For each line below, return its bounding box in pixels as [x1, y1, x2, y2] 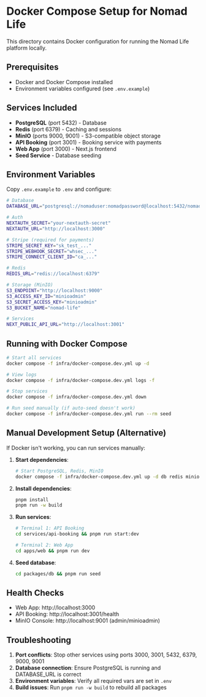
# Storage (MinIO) [6, 282, 53, 288]
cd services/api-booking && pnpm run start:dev [15, 531, 139, 537]
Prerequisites [6, 62, 59, 72]
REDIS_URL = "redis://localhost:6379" [6, 271, 100, 277]
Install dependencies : [15, 485, 72, 492]
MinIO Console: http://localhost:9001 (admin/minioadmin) [15, 617, 161, 625]
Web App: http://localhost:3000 [15, 604, 96, 612]
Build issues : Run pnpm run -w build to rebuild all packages [15, 683, 167, 691]
